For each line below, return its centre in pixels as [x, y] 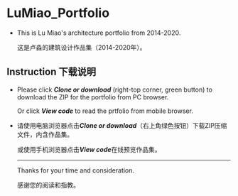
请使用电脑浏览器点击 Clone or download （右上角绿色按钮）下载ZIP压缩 [122, 125]
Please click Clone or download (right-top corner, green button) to [114, 89]
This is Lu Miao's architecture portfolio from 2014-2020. [99, 33]
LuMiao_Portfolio [58, 13]
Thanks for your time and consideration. [76, 170]
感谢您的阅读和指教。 [48, 185]
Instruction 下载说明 [52, 72]
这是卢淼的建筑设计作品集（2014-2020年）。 [81, 47]
